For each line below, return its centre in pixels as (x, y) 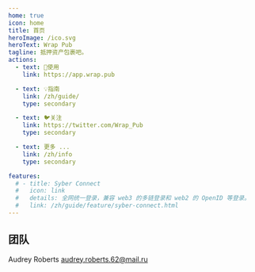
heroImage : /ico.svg (42, 38)
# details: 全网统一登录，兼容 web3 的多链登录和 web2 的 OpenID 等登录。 (133, 198)
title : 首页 (27, 30)
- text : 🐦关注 (39, 118)
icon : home (26, 23)
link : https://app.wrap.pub (69, 75)
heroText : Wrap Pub (40, 45)
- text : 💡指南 (38, 89)
